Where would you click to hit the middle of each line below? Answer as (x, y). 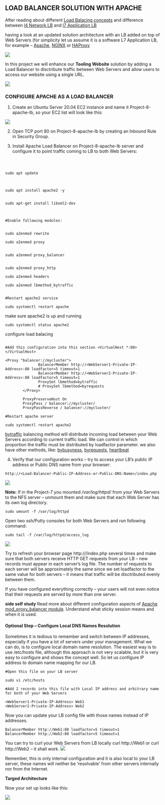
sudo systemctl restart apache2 (38, 425)
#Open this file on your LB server (41, 672)
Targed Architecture (26, 778)
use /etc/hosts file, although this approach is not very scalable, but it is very (82, 652)
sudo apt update (22, 173)
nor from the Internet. (27, 769)
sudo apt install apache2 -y (35, 191)
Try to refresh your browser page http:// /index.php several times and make (81, 553)
